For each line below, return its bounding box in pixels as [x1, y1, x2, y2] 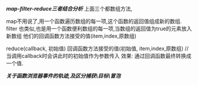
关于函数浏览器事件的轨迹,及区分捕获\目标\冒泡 [6, 73, 121, 79]
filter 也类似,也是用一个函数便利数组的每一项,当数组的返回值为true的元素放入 [6, 25, 192, 32]
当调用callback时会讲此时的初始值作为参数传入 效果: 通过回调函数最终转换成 [6, 53, 191, 59]
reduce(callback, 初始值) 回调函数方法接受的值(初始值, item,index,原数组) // [6, 45, 189, 52]
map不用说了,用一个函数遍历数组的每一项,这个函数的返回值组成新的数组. [6, 18, 182, 25]
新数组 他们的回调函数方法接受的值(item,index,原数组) [6, 32, 137, 40]
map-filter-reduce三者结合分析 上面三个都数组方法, [6, 5, 133, 12]
